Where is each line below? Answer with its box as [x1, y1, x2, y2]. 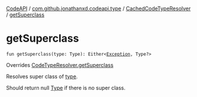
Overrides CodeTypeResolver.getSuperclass [6, 61, 114, 68]
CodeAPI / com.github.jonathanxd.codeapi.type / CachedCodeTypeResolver [6, 5, 191, 12]
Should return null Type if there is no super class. [6, 84, 126, 91]
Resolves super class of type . [6, 73, 78, 80]
